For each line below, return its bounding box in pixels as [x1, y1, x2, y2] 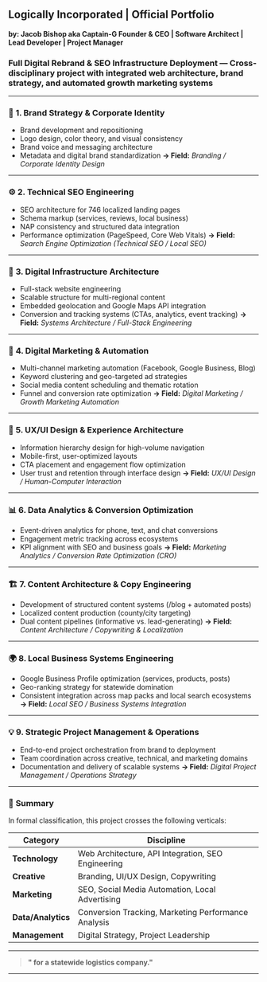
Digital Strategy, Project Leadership [78, 929, 211, 941]
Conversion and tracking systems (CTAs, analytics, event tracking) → [19, 310, 247, 319]
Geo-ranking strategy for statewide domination [19, 683, 174, 692]
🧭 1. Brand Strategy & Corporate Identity [8, 108, 165, 119]
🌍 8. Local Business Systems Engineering [8, 653, 174, 664]
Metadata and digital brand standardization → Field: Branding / [19, 151, 226, 160]
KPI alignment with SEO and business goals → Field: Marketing [19, 542, 226, 552]
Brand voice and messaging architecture [19, 143, 153, 152]
